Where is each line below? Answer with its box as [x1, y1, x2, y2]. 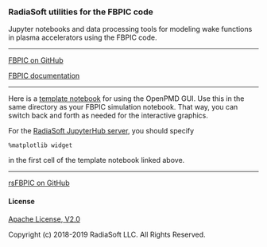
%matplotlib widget [8, 141, 73, 149]
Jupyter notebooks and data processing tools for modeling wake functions [8, 25, 253, 34]
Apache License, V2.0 [8, 214, 81, 224]
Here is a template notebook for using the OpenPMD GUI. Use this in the [8, 94, 245, 103]
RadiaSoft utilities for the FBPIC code [8, 6, 153, 17]
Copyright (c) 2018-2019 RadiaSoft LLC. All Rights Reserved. [8, 230, 206, 239]
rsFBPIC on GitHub [8, 178, 70, 188]
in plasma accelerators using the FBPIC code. [8, 33, 157, 42]
